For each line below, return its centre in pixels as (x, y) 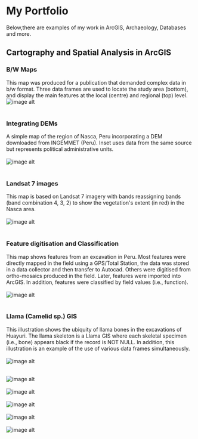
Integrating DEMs (32, 123)
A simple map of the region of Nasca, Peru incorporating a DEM (84, 136)
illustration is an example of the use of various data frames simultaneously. (98, 348)
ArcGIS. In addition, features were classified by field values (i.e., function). (98, 282)
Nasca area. (21, 209)
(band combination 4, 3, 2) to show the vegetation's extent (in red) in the (95, 203)
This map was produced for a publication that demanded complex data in (96, 82)
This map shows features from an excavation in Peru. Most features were (96, 256)
